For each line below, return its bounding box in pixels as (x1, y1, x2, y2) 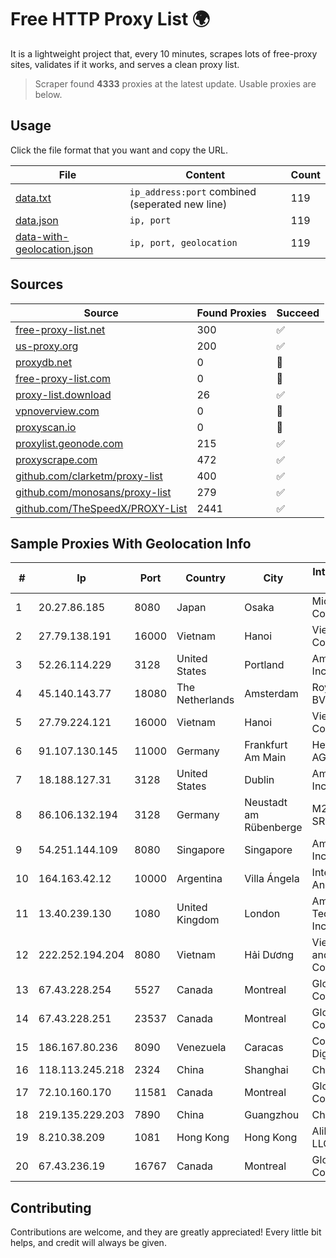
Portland (244, 658, 285, 672)
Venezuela (176, 1041, 227, 1055)
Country (185, 571, 227, 585)
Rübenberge (244, 821, 303, 835)
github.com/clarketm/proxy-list (15, 469, 163, 483)
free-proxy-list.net (15, 322, 106, 336)
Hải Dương (244, 948, 295, 962)
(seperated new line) (129, 197, 228, 211)
